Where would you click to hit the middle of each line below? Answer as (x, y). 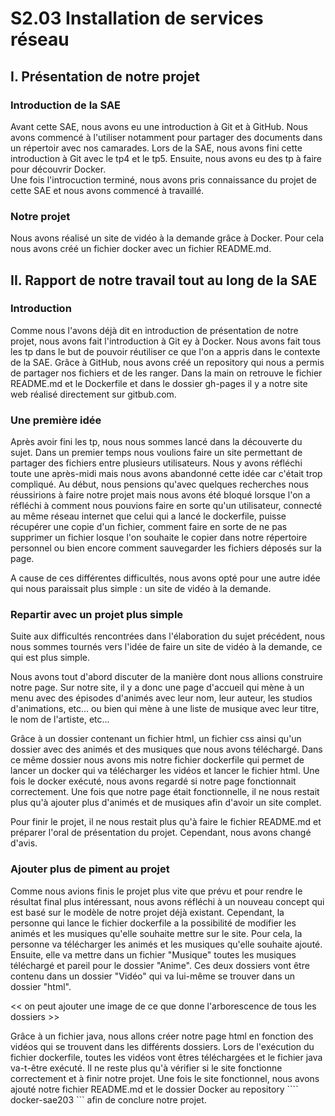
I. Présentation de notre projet (105, 76)
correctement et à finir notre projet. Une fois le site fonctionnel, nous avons (165, 1078)
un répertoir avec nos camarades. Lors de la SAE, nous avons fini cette (156, 148)
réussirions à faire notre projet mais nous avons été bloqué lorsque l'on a (160, 495)
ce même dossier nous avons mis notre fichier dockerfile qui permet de (157, 760)
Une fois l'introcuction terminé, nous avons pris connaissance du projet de (163, 179)
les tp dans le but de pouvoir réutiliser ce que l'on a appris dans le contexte (165, 351)
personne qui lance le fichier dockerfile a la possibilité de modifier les (153, 923)
